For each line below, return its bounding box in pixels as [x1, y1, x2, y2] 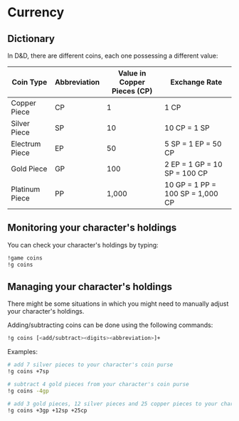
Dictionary [7, 33, 55, 45]
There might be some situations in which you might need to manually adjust [7, 299, 229, 308]
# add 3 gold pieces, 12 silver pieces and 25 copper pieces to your [7, 400, 218, 407]
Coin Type [11, 78, 48, 87]
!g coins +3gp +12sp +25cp [7, 407, 87, 414]
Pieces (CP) [111, 86, 153, 96]
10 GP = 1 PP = [164, 180, 217, 189]
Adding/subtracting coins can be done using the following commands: [7, 321, 213, 329]
